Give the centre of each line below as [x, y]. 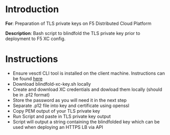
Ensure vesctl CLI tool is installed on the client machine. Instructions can [89, 73]
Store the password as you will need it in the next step [69, 100]
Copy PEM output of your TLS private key [56, 111]
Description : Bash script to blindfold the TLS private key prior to [73, 33]
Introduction [32, 9]
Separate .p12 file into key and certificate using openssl [71, 106]
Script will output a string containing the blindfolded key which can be [86, 122]
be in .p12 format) [31, 94]
